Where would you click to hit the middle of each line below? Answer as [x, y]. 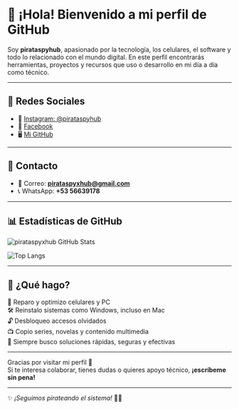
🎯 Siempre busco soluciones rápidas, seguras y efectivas [91, 342]
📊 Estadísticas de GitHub [65, 221]
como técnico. [28, 72]
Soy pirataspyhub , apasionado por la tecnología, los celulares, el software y [119, 49]
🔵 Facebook [35, 126]
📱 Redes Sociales [46, 102]
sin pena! [21, 378]
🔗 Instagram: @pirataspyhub [59, 118]
